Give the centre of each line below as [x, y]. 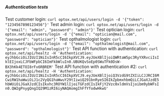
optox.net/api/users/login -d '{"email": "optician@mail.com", [71, 34]
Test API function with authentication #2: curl [101, 67]
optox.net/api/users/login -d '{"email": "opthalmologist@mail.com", [78, 44]
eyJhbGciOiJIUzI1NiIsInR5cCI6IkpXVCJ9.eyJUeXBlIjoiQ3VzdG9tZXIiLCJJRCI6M [82, 75]
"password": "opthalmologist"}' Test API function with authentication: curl [82, 48]
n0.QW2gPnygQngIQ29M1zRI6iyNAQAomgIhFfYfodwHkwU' [57, 88]
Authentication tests [27, 7]
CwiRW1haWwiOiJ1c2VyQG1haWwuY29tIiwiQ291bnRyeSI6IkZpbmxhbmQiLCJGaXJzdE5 [82, 80]
